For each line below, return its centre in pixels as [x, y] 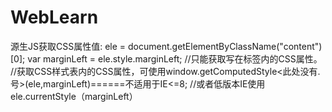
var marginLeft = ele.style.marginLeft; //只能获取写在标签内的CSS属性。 [175, 58]
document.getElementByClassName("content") [225, 46]
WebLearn [54, 17]
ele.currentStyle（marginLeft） [74, 96]
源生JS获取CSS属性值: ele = [68, 46]
